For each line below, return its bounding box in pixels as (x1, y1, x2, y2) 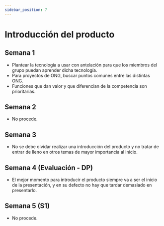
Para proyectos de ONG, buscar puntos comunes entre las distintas (11, 72, 150, 78)
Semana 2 (4, 103, 37, 111)
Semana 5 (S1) (4, 202, 50, 210)
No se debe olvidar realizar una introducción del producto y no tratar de (11, 144, 160, 150)
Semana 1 (4, 48, 35, 57)
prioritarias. (11, 88, 36, 94)
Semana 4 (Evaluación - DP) (4, 163, 93, 172)
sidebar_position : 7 (4, 7, 48, 12)
